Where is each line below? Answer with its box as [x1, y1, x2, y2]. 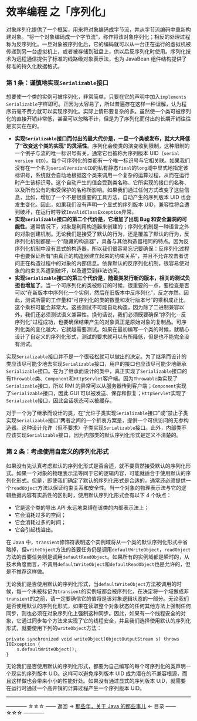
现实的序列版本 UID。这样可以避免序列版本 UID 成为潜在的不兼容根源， [11, 670, 183, 677]
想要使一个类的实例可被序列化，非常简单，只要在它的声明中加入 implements [6, 93, 186, 100]
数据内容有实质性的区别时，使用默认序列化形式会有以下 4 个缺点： [11, 491, 172, 498]
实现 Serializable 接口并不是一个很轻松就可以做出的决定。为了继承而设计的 [6, 353, 186, 360]
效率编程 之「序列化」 [6, 5, 111, 19]
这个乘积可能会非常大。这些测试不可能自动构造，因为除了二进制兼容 [14, 304, 179, 311]
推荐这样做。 [16, 568, 47, 575]
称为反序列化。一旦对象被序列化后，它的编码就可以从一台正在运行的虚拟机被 [6, 41, 191, 48]
